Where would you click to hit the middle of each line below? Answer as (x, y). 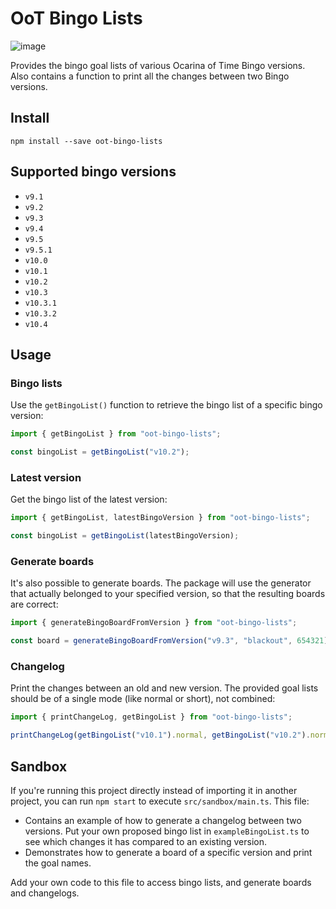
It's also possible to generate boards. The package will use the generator (161, 583)
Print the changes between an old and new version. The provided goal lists (164, 688)
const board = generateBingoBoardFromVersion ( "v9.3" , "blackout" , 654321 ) (169, 641)
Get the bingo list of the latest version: (89, 499)
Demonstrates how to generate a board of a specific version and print (168, 852)
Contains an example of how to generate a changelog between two (163, 820)
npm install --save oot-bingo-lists (86, 141)
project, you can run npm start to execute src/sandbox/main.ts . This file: (160, 801)
